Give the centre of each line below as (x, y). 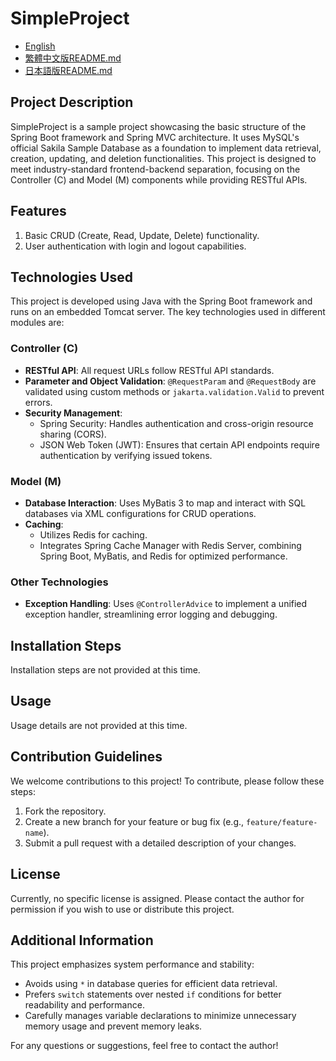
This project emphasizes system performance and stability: (132, 964)
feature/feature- (281, 822)
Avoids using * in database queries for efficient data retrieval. (151, 984)
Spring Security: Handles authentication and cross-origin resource (176, 423)
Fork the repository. (65, 811)
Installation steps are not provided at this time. (105, 670)
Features (38, 211)
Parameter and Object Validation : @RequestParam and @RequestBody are (170, 381)
